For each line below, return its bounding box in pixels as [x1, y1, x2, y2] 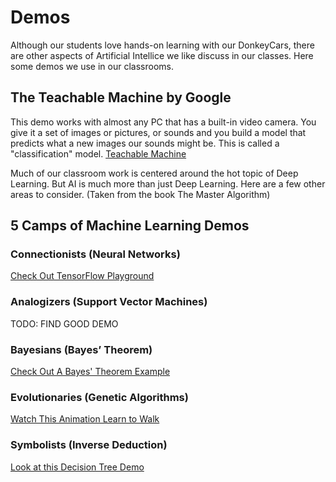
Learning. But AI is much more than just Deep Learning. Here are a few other [10, 177, 326, 190]
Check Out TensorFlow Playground [10, 270, 155, 282]
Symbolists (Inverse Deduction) [10, 438, 168, 452]
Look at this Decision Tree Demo [10, 461, 145, 473]
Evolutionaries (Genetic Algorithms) [10, 390, 189, 404]
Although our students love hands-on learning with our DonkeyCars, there [10, 39, 315, 51]
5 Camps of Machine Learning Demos [10, 217, 250, 235]
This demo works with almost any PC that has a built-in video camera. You [10, 116, 317, 128]
